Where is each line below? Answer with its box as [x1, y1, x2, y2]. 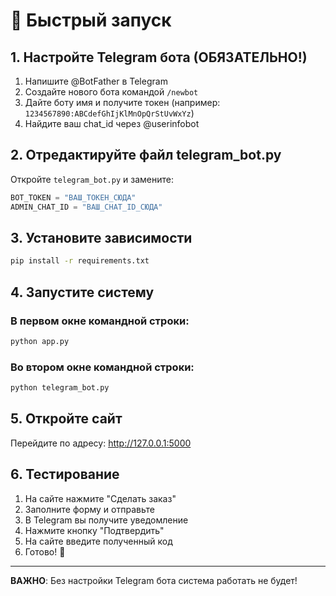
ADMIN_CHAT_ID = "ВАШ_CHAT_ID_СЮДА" [10, 202, 163, 212]
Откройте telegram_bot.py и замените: [10, 173, 174, 185]
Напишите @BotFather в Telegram [24, 75, 168, 87]
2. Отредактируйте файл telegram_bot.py [10, 147, 282, 164]
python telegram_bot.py [10, 383, 110, 393]
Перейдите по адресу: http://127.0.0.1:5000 [10, 437, 192, 449]
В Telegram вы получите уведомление [24, 514, 189, 526]
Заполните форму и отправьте [24, 503, 155, 515]
